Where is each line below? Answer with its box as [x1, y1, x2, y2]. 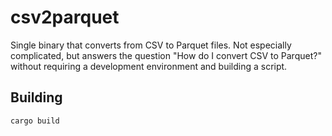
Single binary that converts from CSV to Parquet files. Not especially [10, 39, 292, 51]
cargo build [10, 116, 60, 126]
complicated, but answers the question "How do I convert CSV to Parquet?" [10, 49, 322, 61]
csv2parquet [10, 6, 120, 29]
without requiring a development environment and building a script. [10, 60, 288, 72]
